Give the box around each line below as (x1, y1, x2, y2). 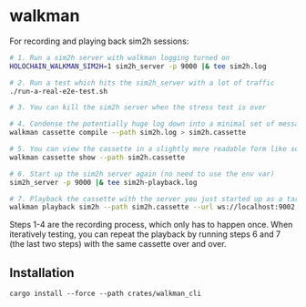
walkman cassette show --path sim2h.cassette (9, 152, 185, 162)
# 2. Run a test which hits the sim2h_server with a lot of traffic (9, 78, 275, 87)
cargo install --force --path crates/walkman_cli (9, 289, 202, 299)
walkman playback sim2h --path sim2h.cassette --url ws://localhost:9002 (9, 202, 296, 212)
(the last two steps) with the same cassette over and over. (9, 239, 227, 250)
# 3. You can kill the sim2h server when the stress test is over (9, 103, 267, 112)
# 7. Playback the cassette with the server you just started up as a (9, 194, 283, 203)
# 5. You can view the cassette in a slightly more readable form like (9, 145, 287, 154)
